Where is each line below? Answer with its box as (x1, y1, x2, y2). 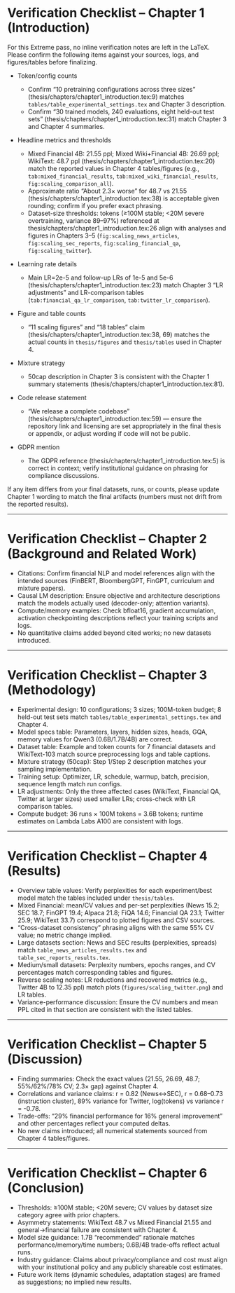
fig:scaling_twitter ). (27, 246, 92, 254)
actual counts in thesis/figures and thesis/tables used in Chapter (27, 338, 222, 346)
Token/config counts (17, 71, 78, 80)
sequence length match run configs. (17, 779, 122, 788)
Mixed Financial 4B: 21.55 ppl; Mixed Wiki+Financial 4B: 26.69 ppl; (27, 149, 220, 158)
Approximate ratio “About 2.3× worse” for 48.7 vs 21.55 (27, 186, 187, 195)
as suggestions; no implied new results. (17, 1278, 131, 1286)
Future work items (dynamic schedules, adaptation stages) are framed (17, 1270, 220, 1278)
